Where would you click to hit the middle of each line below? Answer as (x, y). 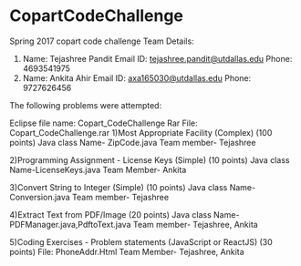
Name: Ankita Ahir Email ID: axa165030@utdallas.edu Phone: (137, 77)
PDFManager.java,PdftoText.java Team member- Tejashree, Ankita (134, 224)
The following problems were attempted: (86, 105)
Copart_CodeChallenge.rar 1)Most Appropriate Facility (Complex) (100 (141, 132)
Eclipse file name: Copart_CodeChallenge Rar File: (104, 123)
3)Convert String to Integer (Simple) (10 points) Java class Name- (133, 187)
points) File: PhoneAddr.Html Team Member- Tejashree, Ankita (127, 251)
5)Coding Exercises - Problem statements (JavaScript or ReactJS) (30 (141, 241)
